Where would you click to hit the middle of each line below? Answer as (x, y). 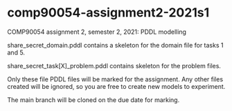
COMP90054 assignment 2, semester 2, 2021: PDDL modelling (97, 32)
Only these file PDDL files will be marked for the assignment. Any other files (115, 79)
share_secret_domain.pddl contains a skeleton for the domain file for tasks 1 (115, 45)
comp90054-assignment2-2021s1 (108, 13)
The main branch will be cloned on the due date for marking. (93, 100)
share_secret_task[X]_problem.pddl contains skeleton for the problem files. (114, 65)
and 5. (16, 52)
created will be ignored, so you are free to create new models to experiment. (116, 86)
